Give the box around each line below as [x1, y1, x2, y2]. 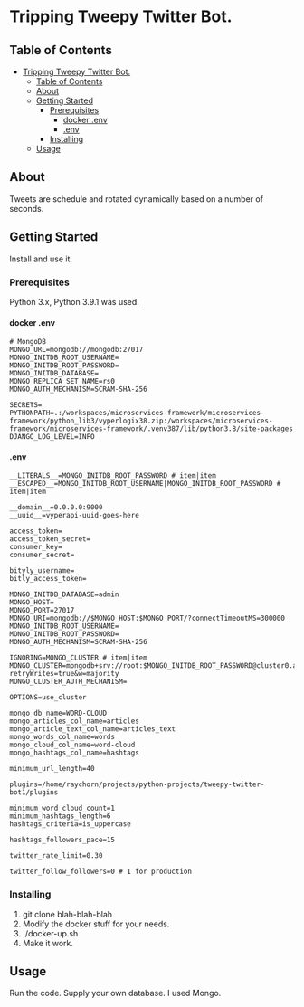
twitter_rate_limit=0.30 [9, 851, 103, 860]
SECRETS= [9, 401, 43, 410]
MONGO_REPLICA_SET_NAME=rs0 [9, 377, 116, 386]
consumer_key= [9, 543, 63, 552]
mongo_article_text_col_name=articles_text [9, 725, 176, 734]
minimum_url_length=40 [9, 765, 95, 774]
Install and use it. [9, 253, 73, 264]
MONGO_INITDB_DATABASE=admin [9, 590, 119, 599]
